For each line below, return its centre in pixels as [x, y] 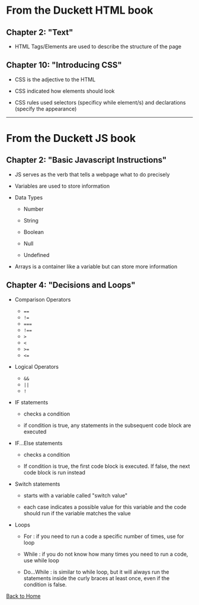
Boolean [34, 232]
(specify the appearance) [46, 109]
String [31, 220]
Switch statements [37, 484]
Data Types [29, 197]
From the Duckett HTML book [80, 10]
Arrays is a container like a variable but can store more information [96, 266]
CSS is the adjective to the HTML [55, 79]
